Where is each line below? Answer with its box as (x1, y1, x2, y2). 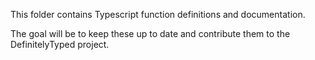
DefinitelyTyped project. (10, 39, 110, 50)
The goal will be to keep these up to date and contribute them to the (10, 28, 291, 39)
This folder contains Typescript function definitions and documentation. (10, 9, 306, 20)
